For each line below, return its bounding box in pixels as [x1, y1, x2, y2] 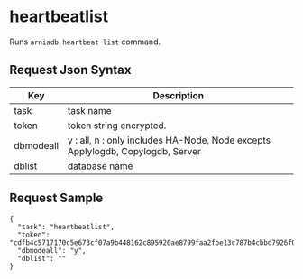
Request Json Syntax [9, 62, 132, 78]
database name [67, 160, 133, 172]
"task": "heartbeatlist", [17, 222, 115, 231]
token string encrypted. [67, 119, 167, 132]
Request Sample [9, 191, 104, 206]
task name [67, 104, 112, 116]
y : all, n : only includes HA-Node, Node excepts [67, 134, 271, 146]
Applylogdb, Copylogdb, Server [67, 144, 201, 157]
